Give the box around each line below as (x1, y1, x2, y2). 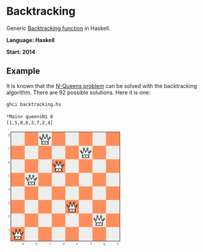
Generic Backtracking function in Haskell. (6, 24, 111, 32)
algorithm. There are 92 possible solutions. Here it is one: (6, 89, 151, 96)
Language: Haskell (6, 36, 55, 43)
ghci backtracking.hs (6, 101, 62, 108)
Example (6, 66, 40, 76)
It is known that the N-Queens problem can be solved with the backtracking (6, 82, 197, 89)
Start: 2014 (6, 48, 35, 56)
